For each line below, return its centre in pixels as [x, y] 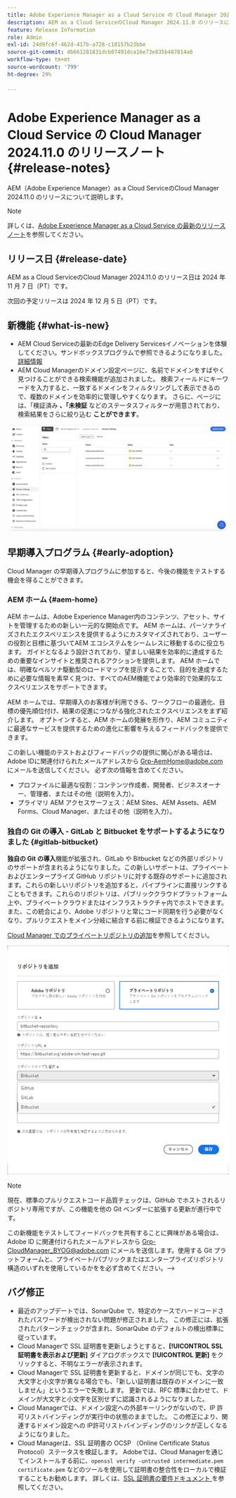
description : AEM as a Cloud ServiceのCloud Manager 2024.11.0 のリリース [116, 22]
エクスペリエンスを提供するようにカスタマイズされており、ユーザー [129, 634]
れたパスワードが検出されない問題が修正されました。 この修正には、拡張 [123, 1320]
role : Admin [25, 37]
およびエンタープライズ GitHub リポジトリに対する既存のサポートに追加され [117, 876]
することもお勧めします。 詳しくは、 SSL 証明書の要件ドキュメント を [118, 1478]
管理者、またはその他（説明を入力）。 [84, 793]
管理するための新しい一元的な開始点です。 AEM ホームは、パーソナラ [120, 625]
